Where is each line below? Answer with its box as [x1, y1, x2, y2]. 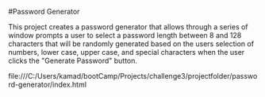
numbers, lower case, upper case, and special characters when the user [8, 48, 245, 56]
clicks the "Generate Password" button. [8, 56, 137, 65]
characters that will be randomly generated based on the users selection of [8, 39, 255, 48]
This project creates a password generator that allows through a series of [8, 22, 248, 31]
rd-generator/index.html [8, 80, 87, 89]
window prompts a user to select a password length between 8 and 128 [8, 31, 242, 40]
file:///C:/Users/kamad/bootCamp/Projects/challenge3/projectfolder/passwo [8, 72, 258, 80]
